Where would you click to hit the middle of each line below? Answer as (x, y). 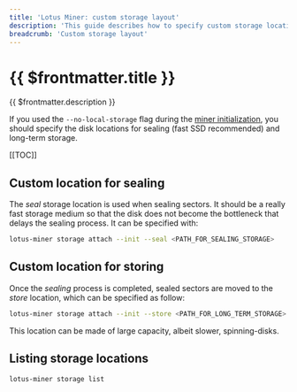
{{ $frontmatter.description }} (63, 102)
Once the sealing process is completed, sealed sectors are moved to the (141, 288)
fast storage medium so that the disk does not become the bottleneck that (144, 214)
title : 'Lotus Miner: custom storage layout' (94, 17)
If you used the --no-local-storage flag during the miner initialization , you (144, 119)
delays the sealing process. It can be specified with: (104, 223)
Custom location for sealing (87, 183)
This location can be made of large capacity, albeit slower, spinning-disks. (145, 331)
